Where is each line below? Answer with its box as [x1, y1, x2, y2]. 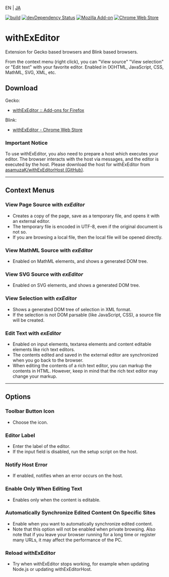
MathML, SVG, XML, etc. [5, 69, 56, 75]
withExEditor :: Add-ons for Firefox [12, 107, 84, 113]
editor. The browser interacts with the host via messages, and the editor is [5, 156, 159, 162]
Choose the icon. [12, 419, 48, 425]
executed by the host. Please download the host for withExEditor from [5, 161, 150, 167]
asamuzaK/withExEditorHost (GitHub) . [5, 167, 84, 173]
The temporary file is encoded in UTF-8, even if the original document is [12, 223, 162, 229]
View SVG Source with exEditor [5, 270, 83, 277]
